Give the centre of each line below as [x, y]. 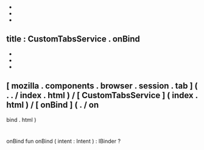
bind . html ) [21, 120]
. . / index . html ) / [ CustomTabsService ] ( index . [102, 95]
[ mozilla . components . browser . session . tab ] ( [102, 86]
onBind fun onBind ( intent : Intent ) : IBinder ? [63, 141]
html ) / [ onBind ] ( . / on [53, 105]
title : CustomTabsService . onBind [73, 39]
